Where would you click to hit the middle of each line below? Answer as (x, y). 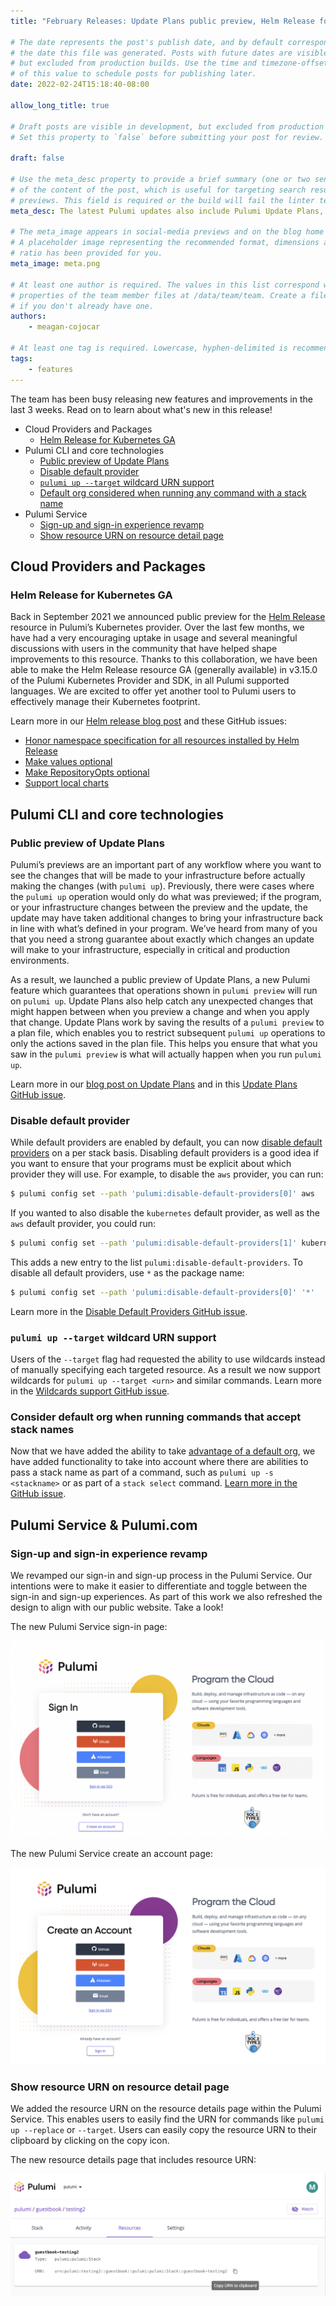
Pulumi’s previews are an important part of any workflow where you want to (166, 864)
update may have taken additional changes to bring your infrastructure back (167, 917)
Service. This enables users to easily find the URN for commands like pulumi (167, 2119)
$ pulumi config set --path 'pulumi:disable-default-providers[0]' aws (162, 1194)
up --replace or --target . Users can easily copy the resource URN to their (163, 2130)
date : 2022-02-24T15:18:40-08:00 (80, 85)
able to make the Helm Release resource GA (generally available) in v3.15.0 (164, 670)
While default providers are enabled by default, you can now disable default (166, 1142)
